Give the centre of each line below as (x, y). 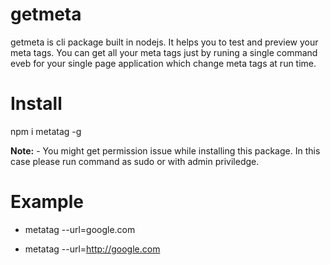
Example (47, 202)
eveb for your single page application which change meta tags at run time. (163, 63)
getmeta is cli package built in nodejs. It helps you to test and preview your (164, 42)
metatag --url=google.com (80, 229)
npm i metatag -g (46, 131)
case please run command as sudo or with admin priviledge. (135, 161)
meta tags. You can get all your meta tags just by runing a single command (164, 52)
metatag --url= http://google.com (92, 249)
